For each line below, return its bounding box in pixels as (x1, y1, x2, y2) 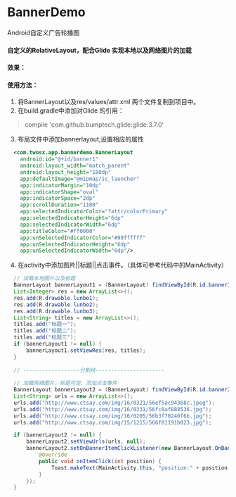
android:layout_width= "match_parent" (20, 163, 131, 170)
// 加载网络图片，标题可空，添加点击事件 (13, 379, 117, 387)
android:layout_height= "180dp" (20, 168, 112, 176)
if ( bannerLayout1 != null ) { (13, 341, 102, 348)
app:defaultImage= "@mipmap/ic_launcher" (20, 175, 140, 182)
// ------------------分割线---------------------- (13, 367, 165, 374)
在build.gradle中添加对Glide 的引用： (17, 106, 124, 115)
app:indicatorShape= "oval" (20, 188, 99, 196)
